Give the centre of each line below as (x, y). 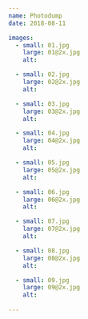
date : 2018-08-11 (37, 23)
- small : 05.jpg (42, 163)
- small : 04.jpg (42, 133)
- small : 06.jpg (42, 192)
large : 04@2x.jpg (52, 141)
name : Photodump (35, 16)
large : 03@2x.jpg (52, 111)
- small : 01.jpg (42, 45)
